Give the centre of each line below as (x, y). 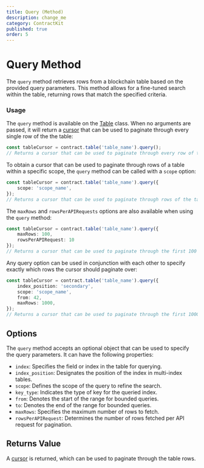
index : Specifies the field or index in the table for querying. (88, 366)
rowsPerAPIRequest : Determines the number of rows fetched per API (100, 418)
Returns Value (34, 444)
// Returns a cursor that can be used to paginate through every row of (100, 153)
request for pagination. (44, 424)
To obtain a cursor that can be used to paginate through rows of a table (96, 165)
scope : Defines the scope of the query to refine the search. (88, 386)
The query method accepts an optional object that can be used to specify (98, 348)
